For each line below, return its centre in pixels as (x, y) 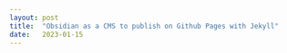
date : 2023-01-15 (46, 34)
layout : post (34, 18)
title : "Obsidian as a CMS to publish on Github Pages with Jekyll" (144, 26)
